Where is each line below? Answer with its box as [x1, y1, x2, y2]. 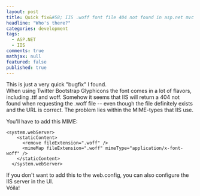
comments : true [6, 48, 44, 54]
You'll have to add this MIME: [6, 118, 78, 125]
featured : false [6, 59, 47, 65]
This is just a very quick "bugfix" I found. [6, 81, 107, 88]
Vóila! [6, 184, 20, 192]
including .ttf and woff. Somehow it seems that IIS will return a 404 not [6, 94, 180, 101]
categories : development [6, 25, 68, 32]
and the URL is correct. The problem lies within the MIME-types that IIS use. [6, 106, 193, 114]
